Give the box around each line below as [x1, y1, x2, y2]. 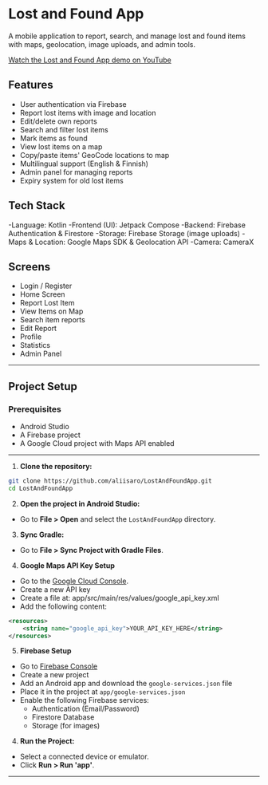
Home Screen [19, 290, 65, 299]
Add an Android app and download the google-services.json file [19, 679, 233, 688]
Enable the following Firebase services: [19, 696, 149, 705]
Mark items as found [19, 133, 88, 143]
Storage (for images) [31, 721, 100, 731]
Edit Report [19, 324, 57, 333]
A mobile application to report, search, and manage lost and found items [8, 31, 246, 41]
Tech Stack [8, 199, 65, 212]
